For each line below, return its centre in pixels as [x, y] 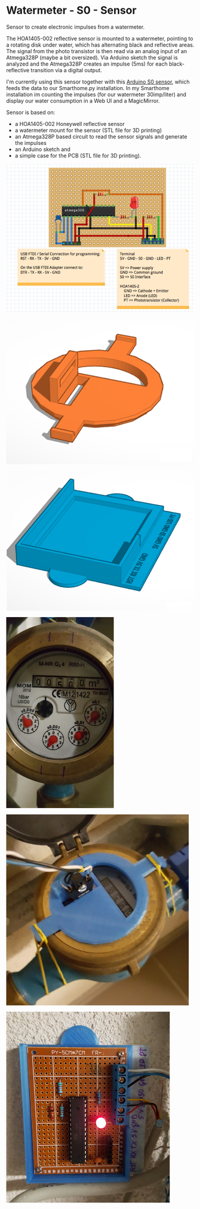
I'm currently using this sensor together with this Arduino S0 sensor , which [98, 82]
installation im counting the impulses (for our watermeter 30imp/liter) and [96, 94]
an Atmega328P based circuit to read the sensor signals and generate [101, 136]
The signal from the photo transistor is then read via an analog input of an [96, 51]
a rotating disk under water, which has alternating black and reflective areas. [100, 45]
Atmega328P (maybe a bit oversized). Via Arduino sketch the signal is [92, 57]
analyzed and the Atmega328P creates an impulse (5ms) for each [87, 64]
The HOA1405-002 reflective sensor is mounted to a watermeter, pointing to [100, 38]
